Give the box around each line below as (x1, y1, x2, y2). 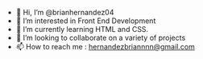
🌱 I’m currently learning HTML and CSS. (15, 25, 149, 33)
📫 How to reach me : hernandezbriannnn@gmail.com (15, 42, 195, 51)
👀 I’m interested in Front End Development (15, 16, 156, 26)
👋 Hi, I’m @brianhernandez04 (15, 8, 114, 17)
